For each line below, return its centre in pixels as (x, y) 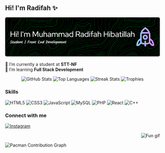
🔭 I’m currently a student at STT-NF (41, 64)
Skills (12, 92)
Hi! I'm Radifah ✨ (31, 8)
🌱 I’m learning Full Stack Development (44, 70)
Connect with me (26, 115)
